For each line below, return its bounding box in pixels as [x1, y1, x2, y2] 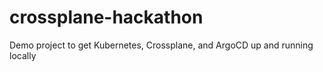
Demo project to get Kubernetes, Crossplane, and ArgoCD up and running [9, 39, 314, 51]
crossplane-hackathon [9, 6, 204, 29]
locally [9, 49, 37, 61]
